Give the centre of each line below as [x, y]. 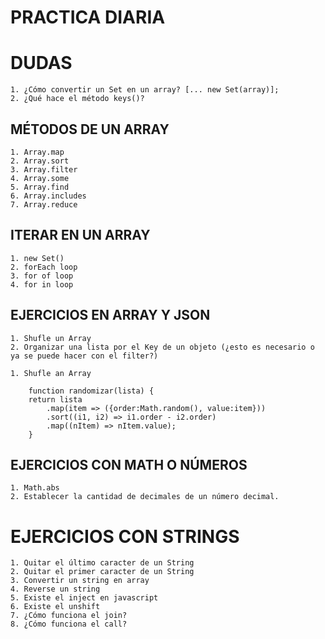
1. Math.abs [35, 488]
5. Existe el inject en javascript [84, 598]
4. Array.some [40, 178]
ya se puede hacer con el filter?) [84, 356]
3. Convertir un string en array [80, 581]
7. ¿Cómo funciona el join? [69, 616]
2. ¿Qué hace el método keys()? [77, 99]
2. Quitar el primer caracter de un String [102, 572]
